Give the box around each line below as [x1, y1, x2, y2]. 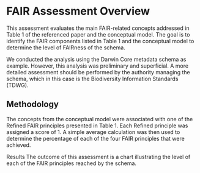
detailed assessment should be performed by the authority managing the [6, 68, 191, 76]
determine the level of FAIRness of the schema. [6, 44, 125, 51]
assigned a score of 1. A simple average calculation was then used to [6, 128, 180, 135]
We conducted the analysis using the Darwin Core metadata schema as [6, 55, 187, 63]
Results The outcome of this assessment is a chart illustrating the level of [6, 153, 191, 160]
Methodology [6, 99, 59, 110]
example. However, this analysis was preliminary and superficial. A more [6, 62, 188, 69]
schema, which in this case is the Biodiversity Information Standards [6, 75, 179, 82]
